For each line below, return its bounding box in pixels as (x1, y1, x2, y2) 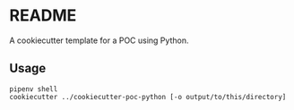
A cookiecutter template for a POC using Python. (9, 35, 189, 46)
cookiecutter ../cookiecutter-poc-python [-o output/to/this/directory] (9, 92, 287, 101)
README (9, 5, 77, 26)
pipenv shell (9, 84, 58, 94)
